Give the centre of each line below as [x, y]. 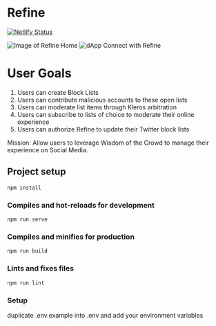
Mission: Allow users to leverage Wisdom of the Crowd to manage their [108, 143]
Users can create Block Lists [58, 92]
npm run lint [26, 283]
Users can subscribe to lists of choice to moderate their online [106, 114]
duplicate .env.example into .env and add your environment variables [105, 315]
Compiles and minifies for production [71, 237]
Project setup [37, 172]
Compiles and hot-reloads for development [81, 205]
